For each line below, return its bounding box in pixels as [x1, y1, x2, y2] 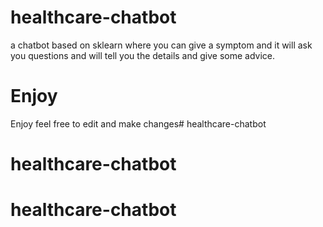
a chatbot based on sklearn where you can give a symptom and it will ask [10, 39, 313, 51]
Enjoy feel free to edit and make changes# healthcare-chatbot [10, 117, 267, 130]
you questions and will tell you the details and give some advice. [10, 49, 276, 61]
